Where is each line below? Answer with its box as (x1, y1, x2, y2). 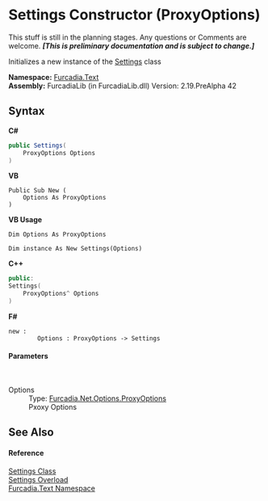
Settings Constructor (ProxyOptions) (8, 6, 261, 24)
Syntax (8, 104, 45, 118)
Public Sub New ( (8, 187, 67, 195)
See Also (8, 426, 54, 440)
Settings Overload (8, 474, 69, 484)
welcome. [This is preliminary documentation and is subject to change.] (8, 40, 255, 50)
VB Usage (8, 215, 43, 225)
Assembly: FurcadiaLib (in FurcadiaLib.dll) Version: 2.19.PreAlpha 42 (8, 81, 237, 91)
